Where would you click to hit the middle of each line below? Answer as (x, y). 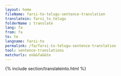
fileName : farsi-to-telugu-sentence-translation (55, 14)
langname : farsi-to (25, 41)
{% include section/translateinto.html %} (46, 69)
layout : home (18, 9)
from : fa (14, 32)
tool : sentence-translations (35, 50)
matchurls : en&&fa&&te (28, 55)
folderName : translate (29, 23)
